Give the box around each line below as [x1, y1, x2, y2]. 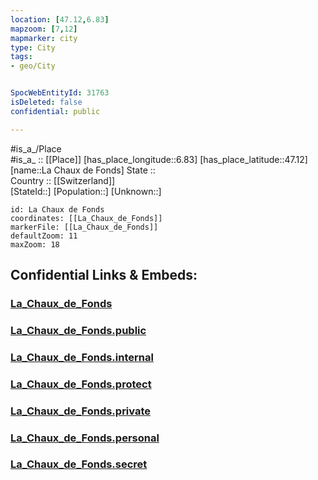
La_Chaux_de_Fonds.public [10, 323, 147, 337]
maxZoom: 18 [10, 239, 60, 250]
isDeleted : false [10, 97, 83, 107]
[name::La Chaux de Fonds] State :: [10, 164, 156, 176]
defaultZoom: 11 [10, 231, 78, 241]
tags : [10, 52, 33, 62]
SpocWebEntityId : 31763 [10, 88, 110, 98]
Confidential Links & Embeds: [10, 267, 198, 284]
